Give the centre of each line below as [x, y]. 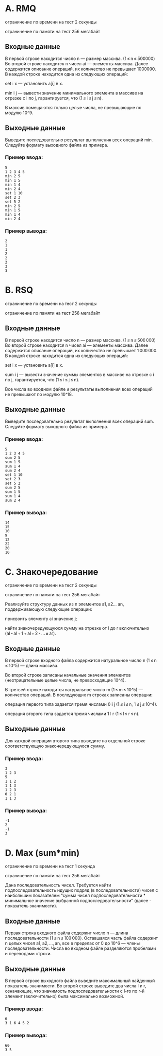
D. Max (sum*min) [42, 853]
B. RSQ [19, 290]
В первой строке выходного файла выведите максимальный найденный [80, 981]
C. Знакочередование [52, 572]
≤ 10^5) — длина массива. [32, 666]
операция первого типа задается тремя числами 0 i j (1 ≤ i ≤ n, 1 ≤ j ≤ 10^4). [81, 704]
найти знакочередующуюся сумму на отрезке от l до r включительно [77, 628]
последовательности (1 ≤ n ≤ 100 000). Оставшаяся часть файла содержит [81, 938]
